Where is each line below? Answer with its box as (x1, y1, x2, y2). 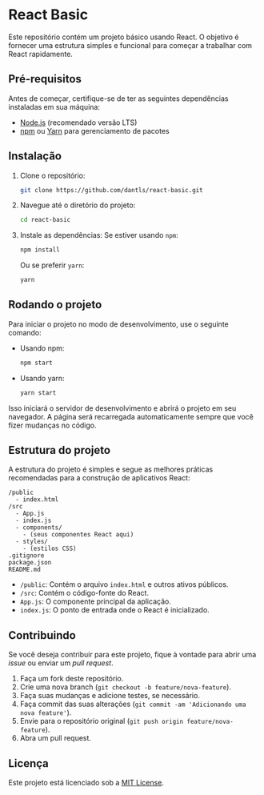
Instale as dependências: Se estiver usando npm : (19, 231, 178, 240)
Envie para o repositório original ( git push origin (19, 717, 184, 726)
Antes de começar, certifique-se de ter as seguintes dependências (8, 94, 229, 103)
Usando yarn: (19, 373, 66, 383)
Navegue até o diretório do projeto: (19, 200, 136, 210)
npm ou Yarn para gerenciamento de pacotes (19, 126, 170, 135)
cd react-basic (19, 216, 71, 224)
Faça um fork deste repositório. (19, 674, 124, 684)
